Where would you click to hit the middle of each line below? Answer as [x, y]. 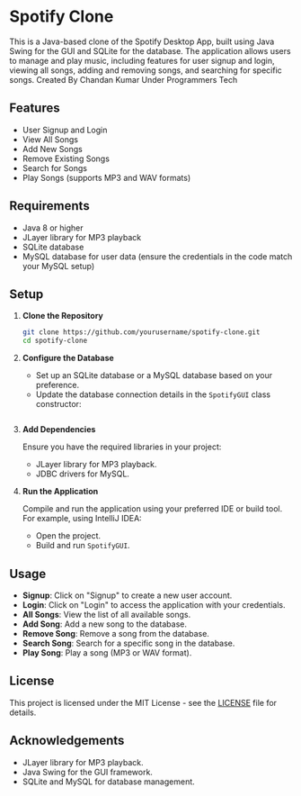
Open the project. [68, 536]
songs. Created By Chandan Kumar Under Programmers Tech [124, 79]
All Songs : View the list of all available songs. [106, 614]
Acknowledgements [67, 741]
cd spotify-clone [55, 341]
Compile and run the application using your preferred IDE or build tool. [152, 509]
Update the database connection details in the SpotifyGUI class [153, 394]
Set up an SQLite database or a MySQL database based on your [154, 375]
